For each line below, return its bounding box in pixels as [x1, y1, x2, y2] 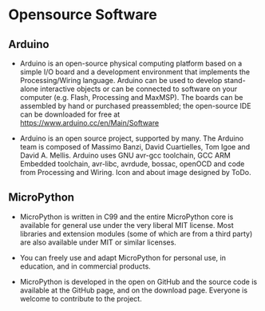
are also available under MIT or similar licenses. [19, 237, 177, 247]
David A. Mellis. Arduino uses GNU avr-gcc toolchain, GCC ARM [19, 150, 231, 160]
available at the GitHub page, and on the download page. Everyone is [19, 285, 248, 295]
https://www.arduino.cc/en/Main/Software [19, 118, 160, 127]
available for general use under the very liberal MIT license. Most [19, 220, 234, 229]
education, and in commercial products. [19, 261, 152, 271]
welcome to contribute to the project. [19, 293, 142, 303]
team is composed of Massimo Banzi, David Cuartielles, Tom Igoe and [19, 142, 251, 151]
